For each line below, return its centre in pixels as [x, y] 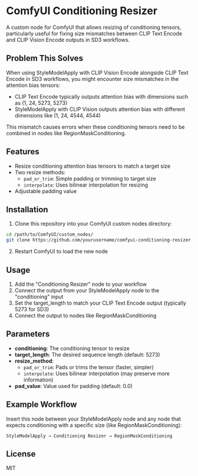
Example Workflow [42, 405]
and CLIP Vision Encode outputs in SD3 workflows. [68, 40]
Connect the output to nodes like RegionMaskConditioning [85, 315]
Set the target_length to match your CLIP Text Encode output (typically [100, 303]
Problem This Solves [45, 58]
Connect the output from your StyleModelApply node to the [87, 290]
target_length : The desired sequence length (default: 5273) [87, 354]
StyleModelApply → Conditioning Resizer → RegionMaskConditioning [89, 436]
